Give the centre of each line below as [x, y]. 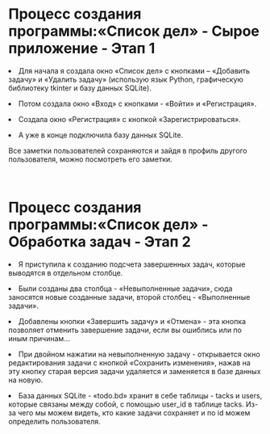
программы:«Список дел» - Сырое [134, 31]
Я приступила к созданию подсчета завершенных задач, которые [132, 264]
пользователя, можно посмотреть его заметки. [91, 159]
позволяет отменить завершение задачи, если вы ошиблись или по [125, 330]
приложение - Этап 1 [82, 48]
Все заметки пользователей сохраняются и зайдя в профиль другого [128, 150]
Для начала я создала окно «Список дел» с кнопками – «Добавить [135, 70]
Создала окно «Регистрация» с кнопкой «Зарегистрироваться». [130, 119]
